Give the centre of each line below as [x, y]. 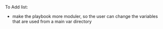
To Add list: [16, 7]
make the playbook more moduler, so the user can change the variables [85, 16]
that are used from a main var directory [52, 22]
